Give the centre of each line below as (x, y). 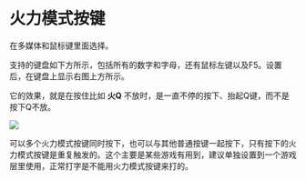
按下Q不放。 (33, 106)
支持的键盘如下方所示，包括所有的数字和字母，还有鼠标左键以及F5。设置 (146, 65)
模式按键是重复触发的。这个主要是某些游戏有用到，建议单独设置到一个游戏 (157, 155)
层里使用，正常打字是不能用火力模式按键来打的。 (101, 165)
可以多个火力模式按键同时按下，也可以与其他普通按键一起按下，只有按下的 (149, 143)
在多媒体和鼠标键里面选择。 (61, 45)
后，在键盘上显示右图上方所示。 (69, 76)
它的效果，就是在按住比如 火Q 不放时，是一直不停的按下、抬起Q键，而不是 (149, 95)
